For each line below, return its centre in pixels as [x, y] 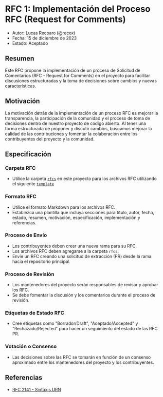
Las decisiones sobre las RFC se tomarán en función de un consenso [81, 357]
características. [21, 86]
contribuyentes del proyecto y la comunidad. [50, 139]
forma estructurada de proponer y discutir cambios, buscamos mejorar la [79, 128]
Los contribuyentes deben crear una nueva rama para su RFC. [74, 246]
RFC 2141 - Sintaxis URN [36, 389]
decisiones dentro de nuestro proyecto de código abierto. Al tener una [75, 123]
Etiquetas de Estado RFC [35, 313]
